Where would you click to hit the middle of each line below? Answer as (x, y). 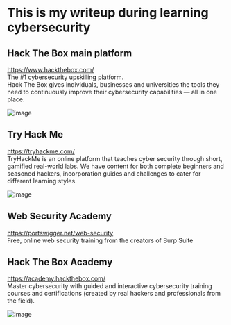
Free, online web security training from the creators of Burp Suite (100, 240)
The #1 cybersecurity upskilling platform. (66, 77)
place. (16, 99)
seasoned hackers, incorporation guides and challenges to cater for (104, 173)
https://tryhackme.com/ (41, 151)
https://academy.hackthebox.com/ (57, 278)
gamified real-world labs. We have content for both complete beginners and (115, 166)
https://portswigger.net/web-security (60, 233)
